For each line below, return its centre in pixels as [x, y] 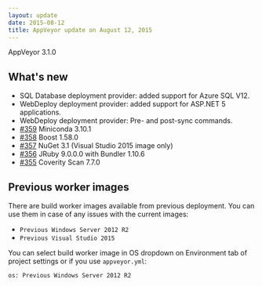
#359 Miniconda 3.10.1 [55, 129]
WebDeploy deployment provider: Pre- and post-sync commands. [126, 121]
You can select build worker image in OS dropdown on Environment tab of [128, 253]
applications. [40, 112]
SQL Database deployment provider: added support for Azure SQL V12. [135, 96]
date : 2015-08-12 [36, 23]
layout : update [33, 15]
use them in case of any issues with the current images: [98, 214]
